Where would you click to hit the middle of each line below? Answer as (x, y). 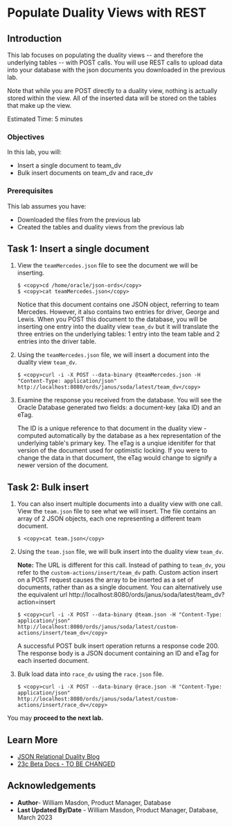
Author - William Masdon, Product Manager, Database (94, 802)
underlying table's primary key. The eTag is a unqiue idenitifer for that (116, 443)
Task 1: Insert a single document (78, 248)
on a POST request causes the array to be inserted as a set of (105, 580)
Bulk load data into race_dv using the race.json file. (90, 674)
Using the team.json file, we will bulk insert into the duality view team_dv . (120, 552)
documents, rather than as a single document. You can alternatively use (120, 587)
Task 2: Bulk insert (48, 487)
